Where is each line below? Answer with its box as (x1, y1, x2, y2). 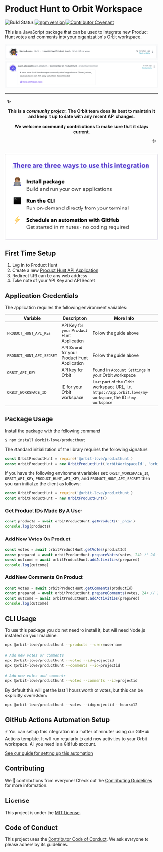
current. (73, 129, 90, 135)
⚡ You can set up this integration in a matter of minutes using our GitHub (5, 729, 150, 734)
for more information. (5, 782, 48, 788)
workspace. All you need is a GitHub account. (5, 741, 97, 747)
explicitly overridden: (5, 693, 47, 698)
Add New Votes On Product (5, 536, 71, 542)
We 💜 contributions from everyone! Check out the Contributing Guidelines (5, 777, 153, 783)
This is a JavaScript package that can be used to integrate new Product (5, 29, 148, 35)
